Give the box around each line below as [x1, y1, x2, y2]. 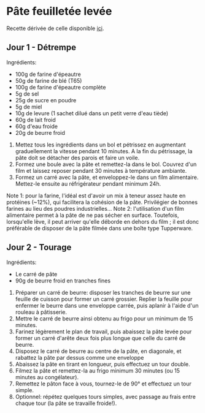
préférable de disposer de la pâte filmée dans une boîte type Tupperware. [6, 224, 193, 232]
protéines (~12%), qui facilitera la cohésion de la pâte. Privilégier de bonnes [6, 198, 198, 206]
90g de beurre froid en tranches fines [15, 277, 111, 284]
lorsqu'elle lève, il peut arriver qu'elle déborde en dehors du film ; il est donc [6, 218, 199, 225]
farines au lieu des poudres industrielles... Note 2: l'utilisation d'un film [6, 205, 184, 212]
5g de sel [15, 90, 39, 97]
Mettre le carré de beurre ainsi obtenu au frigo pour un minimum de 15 [15, 314, 193, 322]
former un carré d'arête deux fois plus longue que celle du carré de [15, 334, 186, 341]
